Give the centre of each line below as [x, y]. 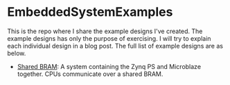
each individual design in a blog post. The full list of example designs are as [115, 46]
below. [17, 53]
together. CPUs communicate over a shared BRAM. [90, 74]
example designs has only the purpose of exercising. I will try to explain [109, 38]
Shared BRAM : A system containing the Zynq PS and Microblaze [109, 66]
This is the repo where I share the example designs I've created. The [105, 31]
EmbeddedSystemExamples [90, 12]
